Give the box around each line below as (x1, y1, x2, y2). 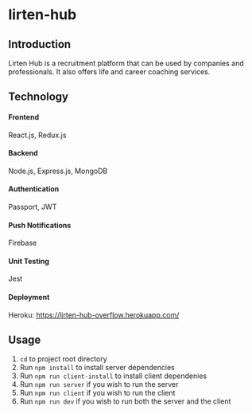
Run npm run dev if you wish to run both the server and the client (19, 396, 231, 406)
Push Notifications (8, 220, 72, 230)
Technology (8, 90, 69, 104)
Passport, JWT (8, 202, 57, 211)
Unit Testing (8, 256, 50, 266)
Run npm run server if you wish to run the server (19, 380, 179, 389)
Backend (8, 148, 38, 158)
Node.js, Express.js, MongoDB (8, 166, 108, 175)
